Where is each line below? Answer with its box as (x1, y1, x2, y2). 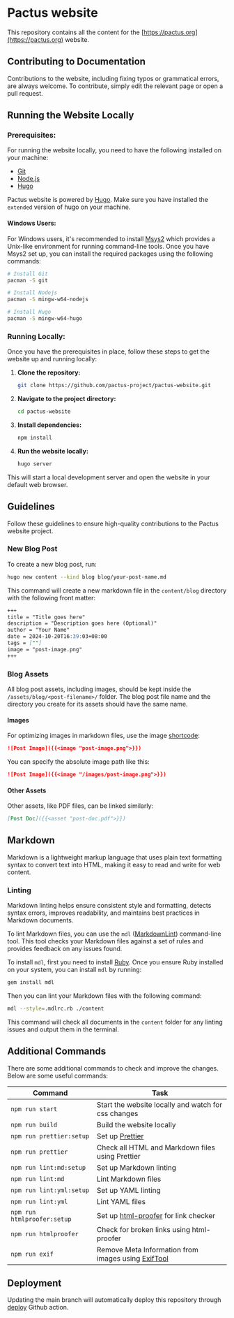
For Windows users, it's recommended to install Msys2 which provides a (7, 234, 216, 242)
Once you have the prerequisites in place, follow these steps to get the (7, 347, 210, 356)
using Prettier (96, 1151, 141, 1161)
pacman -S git (7, 277, 49, 284)
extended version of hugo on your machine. (7, 203, 131, 211)
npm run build (10, 1120, 58, 1129)
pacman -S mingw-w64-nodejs (7, 296, 89, 303)
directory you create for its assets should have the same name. (7, 700, 188, 708)
